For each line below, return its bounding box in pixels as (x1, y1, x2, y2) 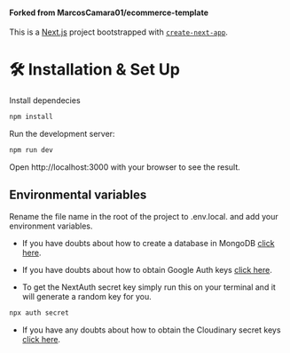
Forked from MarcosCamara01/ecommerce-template (9, 7, 209, 18)
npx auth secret (9, 308, 69, 317)
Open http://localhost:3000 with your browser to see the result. (9, 161, 241, 172)
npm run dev (9, 146, 53, 155)
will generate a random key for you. (21, 291, 153, 301)
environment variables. (9, 221, 93, 231)
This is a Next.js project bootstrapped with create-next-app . (9, 27, 229, 37)
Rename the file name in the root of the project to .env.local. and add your (9, 211, 279, 221)
